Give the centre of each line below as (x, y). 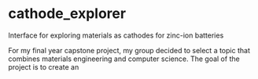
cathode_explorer (67, 14)
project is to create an (44, 66)
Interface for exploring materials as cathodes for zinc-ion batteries (116, 35)
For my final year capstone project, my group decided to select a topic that (129, 50)
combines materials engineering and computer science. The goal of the (124, 59)
